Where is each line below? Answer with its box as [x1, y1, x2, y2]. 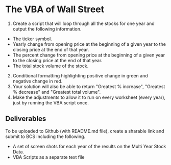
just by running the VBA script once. [12, 99, 89, 105]
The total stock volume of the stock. [12, 63, 89, 69]
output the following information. [12, 25, 82, 32]
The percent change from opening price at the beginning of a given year [12, 52, 165, 58]
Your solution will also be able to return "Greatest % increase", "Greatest [12, 83, 165, 90]
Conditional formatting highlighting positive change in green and [12, 72, 148, 78]
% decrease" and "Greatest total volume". [12, 89, 101, 95]
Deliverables [5, 115, 46, 123]
